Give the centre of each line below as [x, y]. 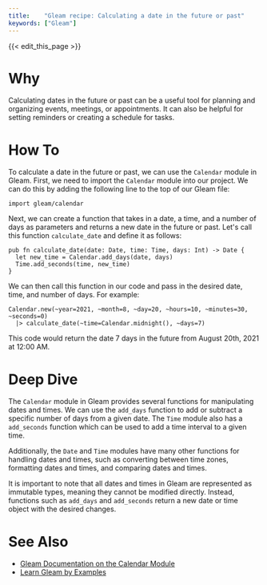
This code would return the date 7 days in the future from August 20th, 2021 [134, 338]
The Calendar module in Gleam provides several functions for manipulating [131, 401]
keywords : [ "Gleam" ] [43, 23]
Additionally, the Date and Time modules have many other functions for [124, 451]
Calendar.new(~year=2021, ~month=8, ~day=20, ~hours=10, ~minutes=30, [128, 309]
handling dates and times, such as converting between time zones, [119, 460]
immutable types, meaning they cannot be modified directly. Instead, [122, 492]
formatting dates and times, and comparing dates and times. [108, 468]
